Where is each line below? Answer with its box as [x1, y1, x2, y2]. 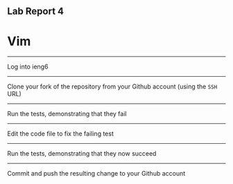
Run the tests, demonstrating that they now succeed [7, 149, 157, 158]
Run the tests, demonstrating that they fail [7, 110, 127, 118]
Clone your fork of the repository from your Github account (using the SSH [7, 82, 218, 91]
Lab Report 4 [7, 6, 64, 17]
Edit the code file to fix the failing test [7, 129, 114, 138]
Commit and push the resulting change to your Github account [7, 169, 186, 178]
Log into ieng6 [7, 62, 49, 71]
